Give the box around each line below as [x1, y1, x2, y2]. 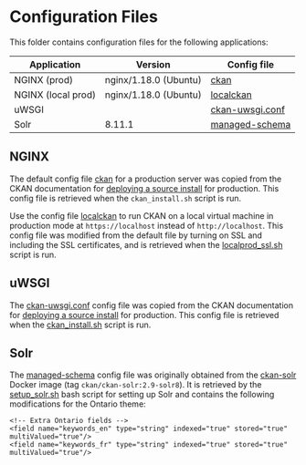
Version [135, 57, 171, 70]
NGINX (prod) [14, 73, 73, 86]
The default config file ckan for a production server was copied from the [9, 173, 282, 184]
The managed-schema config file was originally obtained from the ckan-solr [9, 369, 297, 380]
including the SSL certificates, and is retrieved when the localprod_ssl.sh [9, 239, 283, 250]
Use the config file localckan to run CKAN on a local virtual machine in [9, 210, 274, 221]
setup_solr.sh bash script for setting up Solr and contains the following [9, 389, 275, 400]
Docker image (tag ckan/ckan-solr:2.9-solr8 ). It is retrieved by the [9, 379, 262, 390]
